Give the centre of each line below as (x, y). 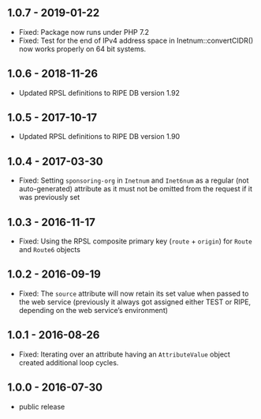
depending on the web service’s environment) (93, 310)
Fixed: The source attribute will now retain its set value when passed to (134, 293)
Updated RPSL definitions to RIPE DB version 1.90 (99, 137)
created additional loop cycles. (69, 362)
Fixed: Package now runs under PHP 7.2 (84, 32)
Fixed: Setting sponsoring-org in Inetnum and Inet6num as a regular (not (134, 180)
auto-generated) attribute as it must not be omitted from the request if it (136, 189)
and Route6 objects (49, 250)
